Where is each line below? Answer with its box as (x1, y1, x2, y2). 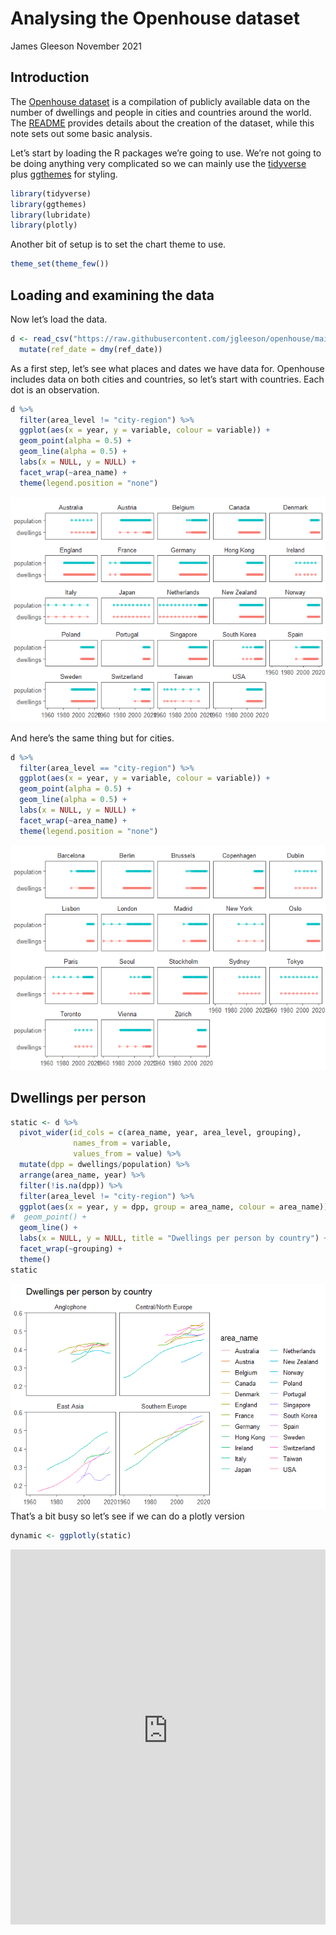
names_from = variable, (73, 1138, 172, 1149)
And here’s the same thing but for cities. (10, 732, 175, 744)
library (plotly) (10, 220, 78, 231)
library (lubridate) (10, 210, 92, 220)
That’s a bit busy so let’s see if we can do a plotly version (10, 1510, 245, 1522)
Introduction (10, 69, 90, 86)
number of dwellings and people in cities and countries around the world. (10, 106, 312, 118)
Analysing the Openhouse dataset (10, 7, 300, 30)
